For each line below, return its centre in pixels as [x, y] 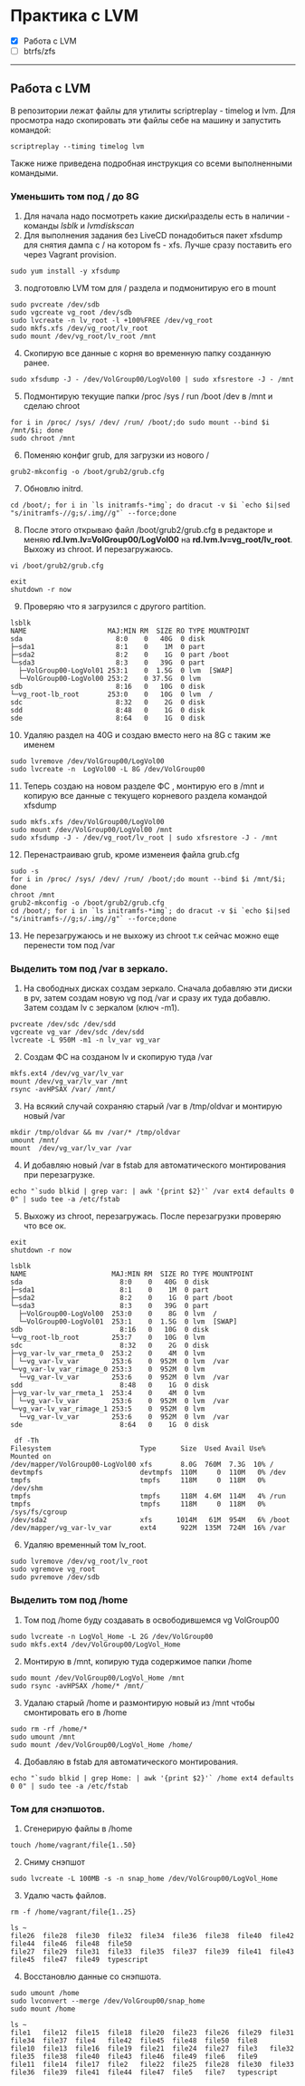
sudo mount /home [43, 2009]
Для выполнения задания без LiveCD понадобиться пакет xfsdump [153, 236]
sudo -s [25, 871]
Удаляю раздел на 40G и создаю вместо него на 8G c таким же [147, 735]
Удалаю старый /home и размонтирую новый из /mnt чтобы [139, 1703]
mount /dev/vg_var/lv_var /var [71, 1149]
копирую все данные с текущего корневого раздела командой [145, 796]
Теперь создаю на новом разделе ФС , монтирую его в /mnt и [144, 786]
